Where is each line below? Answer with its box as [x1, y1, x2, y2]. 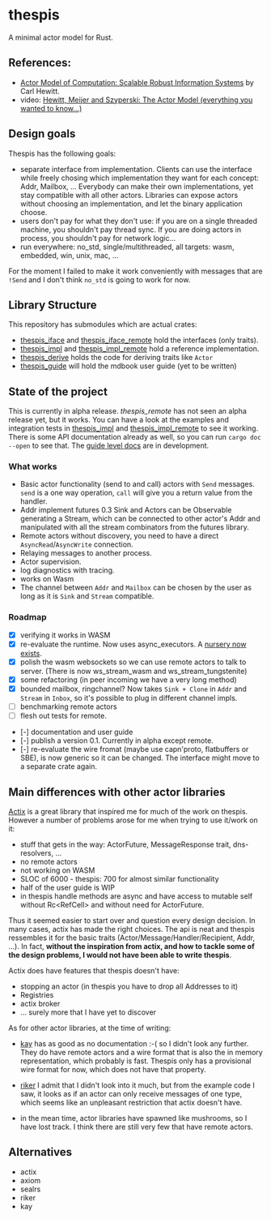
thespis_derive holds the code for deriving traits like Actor [19, 353, 214, 363]
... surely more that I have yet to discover [19, 1007, 156, 1017]
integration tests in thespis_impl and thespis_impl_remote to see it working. [8, 423, 259, 433]
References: [8, 56, 71, 70]
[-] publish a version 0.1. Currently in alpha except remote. [19, 736, 214, 745]
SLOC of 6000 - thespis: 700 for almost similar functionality [19, 874, 220, 884]
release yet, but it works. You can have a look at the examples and [8, 415, 229, 425]
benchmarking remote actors [19, 702, 117, 711]
